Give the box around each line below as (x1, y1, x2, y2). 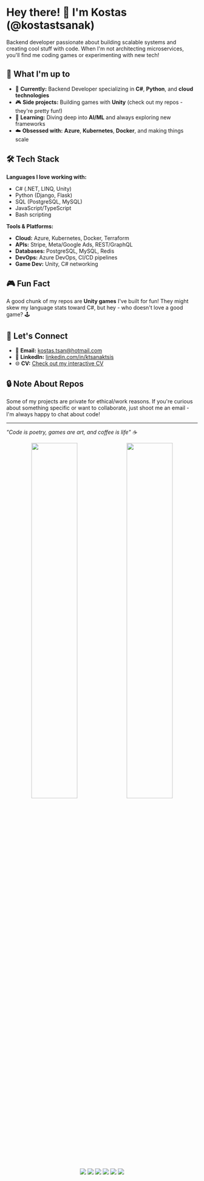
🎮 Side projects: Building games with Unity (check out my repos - (15, 98, 183, 106)
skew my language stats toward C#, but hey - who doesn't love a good (6, 304, 183, 312)
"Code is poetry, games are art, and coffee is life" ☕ (6, 428, 137, 436)
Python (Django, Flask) (15, 191, 73, 199)
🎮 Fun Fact (6, 278, 50, 289)
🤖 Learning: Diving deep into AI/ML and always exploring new (15, 114, 171, 121)
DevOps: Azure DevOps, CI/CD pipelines (15, 253, 118, 261)
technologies (15, 91, 50, 99)
